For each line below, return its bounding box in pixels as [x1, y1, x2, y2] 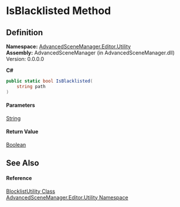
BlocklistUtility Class [6, 188, 56, 195]
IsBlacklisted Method [6, 4, 111, 18]
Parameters [6, 101, 35, 109]
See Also [6, 158, 39, 168]
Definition [6, 28, 43, 38]
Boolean [6, 141, 26, 148]
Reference [6, 175, 32, 182]
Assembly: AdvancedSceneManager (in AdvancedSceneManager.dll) [6, 49, 175, 56]
